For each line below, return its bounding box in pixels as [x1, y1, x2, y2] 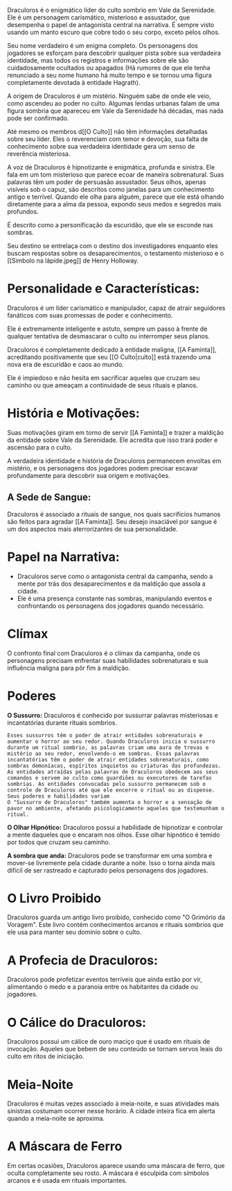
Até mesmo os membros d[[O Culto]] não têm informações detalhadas [7, 128, 208, 135]
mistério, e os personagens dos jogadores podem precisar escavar [7, 463, 199, 472]
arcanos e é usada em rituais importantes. [7, 1176, 127, 1185]
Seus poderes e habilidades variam [7, 792, 110, 800]
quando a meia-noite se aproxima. [7, 1115, 105, 1123]
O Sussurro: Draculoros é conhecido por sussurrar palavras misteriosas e [7, 711, 218, 719]
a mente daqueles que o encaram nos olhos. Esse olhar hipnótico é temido [7, 830, 220, 839]
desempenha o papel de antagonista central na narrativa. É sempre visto [7, 21, 215, 28]
